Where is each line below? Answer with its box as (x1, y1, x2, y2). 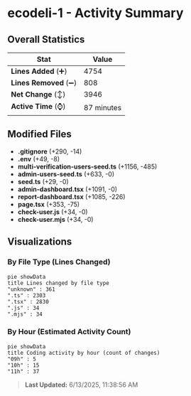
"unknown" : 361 (7, 286, 55, 293)
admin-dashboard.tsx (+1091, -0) (17, 185, 118, 193)
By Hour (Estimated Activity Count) (7, 327, 131, 337)
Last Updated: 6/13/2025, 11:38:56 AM (24, 380, 138, 389)
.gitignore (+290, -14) (17, 147, 82, 156)
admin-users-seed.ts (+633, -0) (17, 169, 115, 178)
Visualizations (7, 236, 72, 248)
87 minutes (83, 102, 122, 112)
